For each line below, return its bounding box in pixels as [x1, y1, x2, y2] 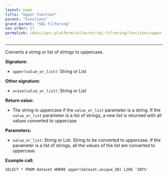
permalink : [5, 30, 28, 35]
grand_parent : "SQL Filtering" [5, 21, 70, 26]
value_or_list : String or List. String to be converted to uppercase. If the [12, 137, 161, 143]
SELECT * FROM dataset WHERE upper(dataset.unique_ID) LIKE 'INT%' [5, 167, 149, 172]
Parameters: [5, 127, 31, 133]
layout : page [5, 7, 32, 12]
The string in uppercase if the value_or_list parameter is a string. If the [12, 107, 161, 113]
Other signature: [5, 78, 40, 84]
